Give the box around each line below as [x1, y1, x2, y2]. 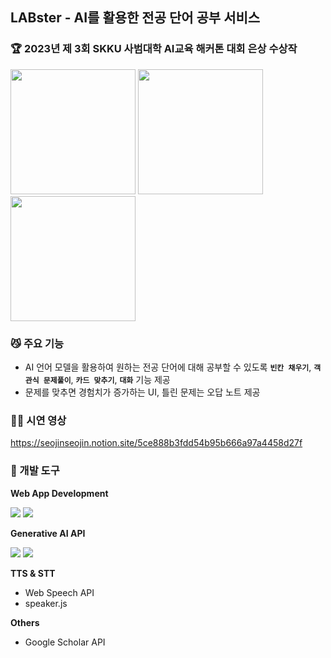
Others [10, 616, 40, 628]
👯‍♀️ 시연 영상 [10, 413, 67, 427]
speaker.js [24, 597, 68, 609]
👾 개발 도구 [10, 464, 60, 478]
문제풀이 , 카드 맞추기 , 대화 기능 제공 [43, 373, 171, 385]
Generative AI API [10, 527, 86, 539]
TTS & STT [10, 567, 56, 579]
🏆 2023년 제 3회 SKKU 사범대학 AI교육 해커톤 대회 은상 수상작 [10, 42, 298, 56]
